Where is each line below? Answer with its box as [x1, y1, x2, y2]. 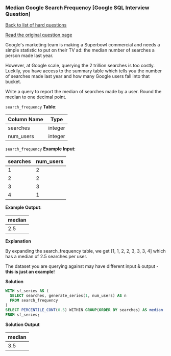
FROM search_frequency [10, 298, 58, 303]
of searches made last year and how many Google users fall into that [5, 73, 150, 79]
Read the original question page [5, 32, 72, 38]
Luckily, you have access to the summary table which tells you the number [5, 68, 162, 74]
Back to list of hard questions [5, 22, 67, 28]
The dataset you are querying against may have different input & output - [5, 263, 159, 269]
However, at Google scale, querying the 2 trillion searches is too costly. [5, 63, 155, 69]
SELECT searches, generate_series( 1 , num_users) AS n [10, 293, 127, 298]
